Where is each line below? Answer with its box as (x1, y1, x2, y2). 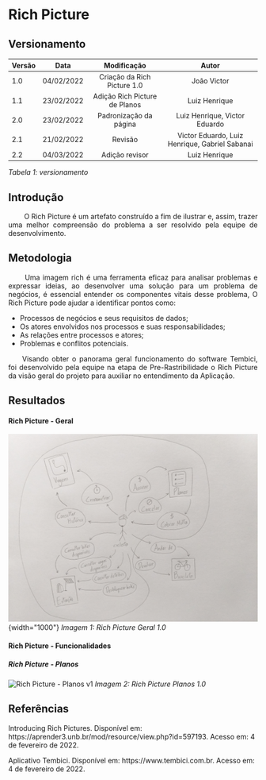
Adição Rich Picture (93, 91, 158, 101)
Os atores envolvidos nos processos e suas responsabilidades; (19, 322, 226, 331)
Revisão (112, 135, 139, 144)
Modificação (104, 60, 146, 70)
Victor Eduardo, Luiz (177, 130, 244, 140)
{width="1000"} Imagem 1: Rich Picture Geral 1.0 (8, 623, 166, 632)
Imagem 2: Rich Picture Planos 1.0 (94, 679, 207, 689)
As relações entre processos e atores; (19, 330, 144, 339)
